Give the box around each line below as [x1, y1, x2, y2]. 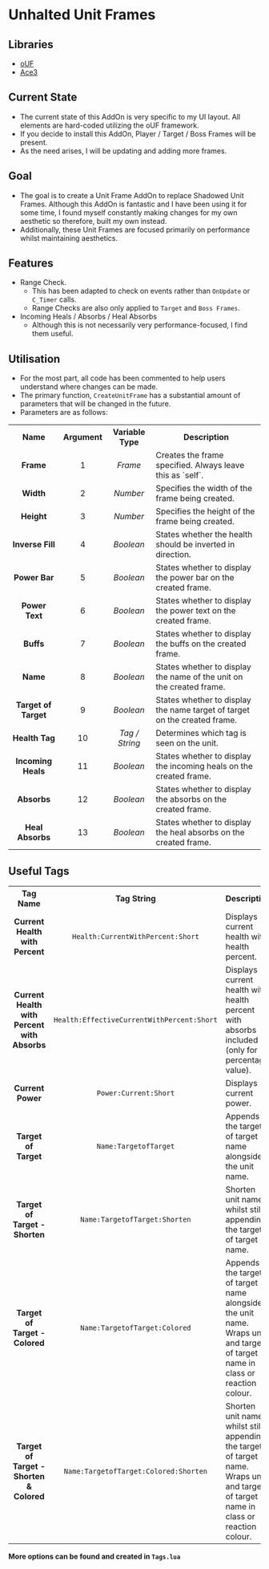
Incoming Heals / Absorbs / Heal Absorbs [19, 311, 158, 322]
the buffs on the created [155, 638, 247, 649]
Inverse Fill [12, 539, 56, 551]
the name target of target [155, 705, 250, 716]
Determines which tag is [155, 728, 247, 739]
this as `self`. [155, 469, 204, 481]
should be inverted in [155, 539, 235, 551]
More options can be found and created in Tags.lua [8, 1551, 181, 1562]
